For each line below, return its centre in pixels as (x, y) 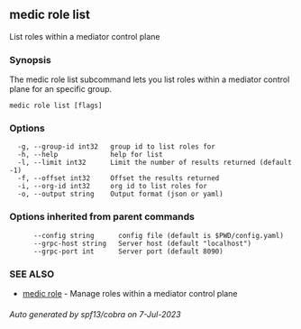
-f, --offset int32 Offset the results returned (119, 178)
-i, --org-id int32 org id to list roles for (112, 187)
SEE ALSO (32, 274)
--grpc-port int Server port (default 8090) (128, 251)
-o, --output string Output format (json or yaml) (120, 194)
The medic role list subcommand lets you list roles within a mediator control (150, 79)
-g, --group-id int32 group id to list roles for (117, 147)
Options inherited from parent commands (102, 217)
